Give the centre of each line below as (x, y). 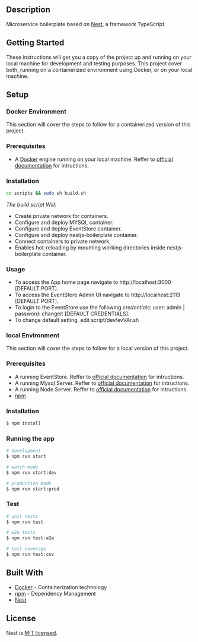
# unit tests (22, 516)
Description (28, 10)
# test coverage (26, 549)
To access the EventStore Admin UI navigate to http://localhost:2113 (98, 295)
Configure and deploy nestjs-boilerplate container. (76, 235)
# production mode (29, 483)
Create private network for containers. (61, 216)
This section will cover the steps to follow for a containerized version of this (98, 125)
